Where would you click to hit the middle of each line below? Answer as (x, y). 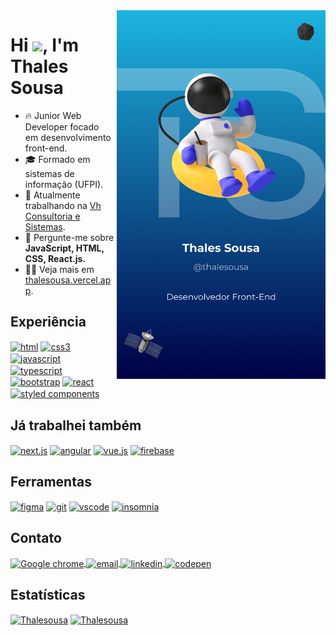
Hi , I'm (45, 45)
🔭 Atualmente (52, 195)
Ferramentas (51, 481)
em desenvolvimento (68, 137)
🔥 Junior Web (53, 115)
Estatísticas (48, 594)
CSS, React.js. (55, 258)
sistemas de (49, 173)
